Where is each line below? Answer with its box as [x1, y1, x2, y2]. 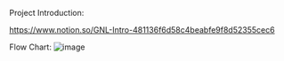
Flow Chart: [9, 42, 52, 52]
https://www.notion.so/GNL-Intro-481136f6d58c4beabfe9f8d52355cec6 [9, 25, 275, 34]
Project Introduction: [9, 8, 85, 18]
